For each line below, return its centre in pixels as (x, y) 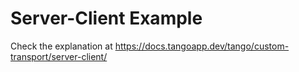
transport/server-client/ (59, 56)
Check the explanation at (61, 46)
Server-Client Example (106, 18)
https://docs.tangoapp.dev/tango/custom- (202, 46)
